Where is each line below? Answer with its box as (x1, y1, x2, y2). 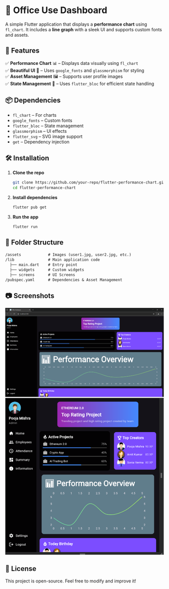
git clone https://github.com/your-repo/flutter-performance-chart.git (12, 180, 166, 185)
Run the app (12, 214, 39, 220)
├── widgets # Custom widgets (10, 267, 84, 272)
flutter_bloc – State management (12, 123, 84, 129)
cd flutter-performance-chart (12, 186, 76, 191)
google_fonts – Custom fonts (12, 117, 72, 123)
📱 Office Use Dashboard (5, 5, 108, 16)
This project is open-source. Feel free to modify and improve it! (5, 578, 136, 584)
